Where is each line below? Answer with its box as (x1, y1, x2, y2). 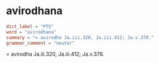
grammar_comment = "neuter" (6, 40, 75, 46)
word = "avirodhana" (6, 29, 57, 35)
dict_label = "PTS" (6, 24, 54, 29)
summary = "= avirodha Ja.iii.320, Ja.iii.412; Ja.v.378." (6, 34, 154, 41)
